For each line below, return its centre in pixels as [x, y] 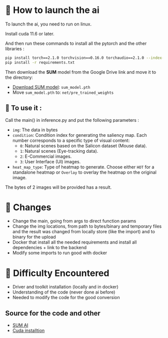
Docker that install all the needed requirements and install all [74, 242]
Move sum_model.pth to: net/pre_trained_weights [63, 92]
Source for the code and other [53, 313]
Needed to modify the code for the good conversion [66, 298]
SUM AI [20, 325]
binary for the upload [34, 237]
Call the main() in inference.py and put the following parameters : [72, 120]
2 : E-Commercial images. [46, 156]
